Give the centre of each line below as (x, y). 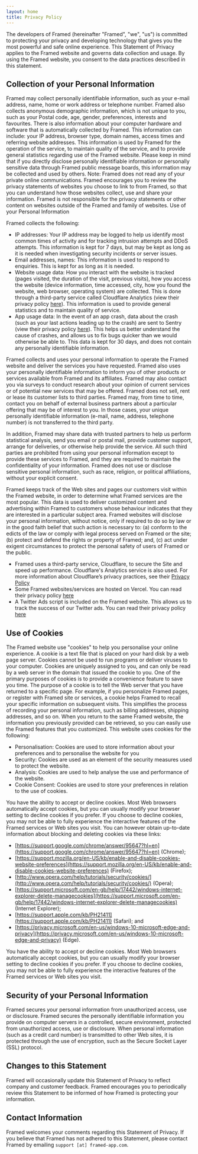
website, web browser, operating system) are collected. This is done (98, 292)
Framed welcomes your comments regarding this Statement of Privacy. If (95, 1132)
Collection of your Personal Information (80, 84)
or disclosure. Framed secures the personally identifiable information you (95, 1016)
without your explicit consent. (42, 478)
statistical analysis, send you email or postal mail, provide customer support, (99, 440)
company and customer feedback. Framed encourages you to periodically (96, 1086)
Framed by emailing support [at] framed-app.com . (67, 1145)
